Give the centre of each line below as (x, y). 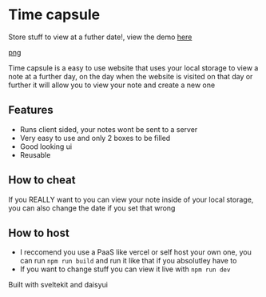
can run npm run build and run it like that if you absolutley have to (128, 261)
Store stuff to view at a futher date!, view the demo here (100, 37)
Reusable (35, 155)
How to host (39, 233)
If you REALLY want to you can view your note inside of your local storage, (131, 199)
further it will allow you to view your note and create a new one (112, 85)
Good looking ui (46, 146)
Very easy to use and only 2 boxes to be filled (95, 138)
